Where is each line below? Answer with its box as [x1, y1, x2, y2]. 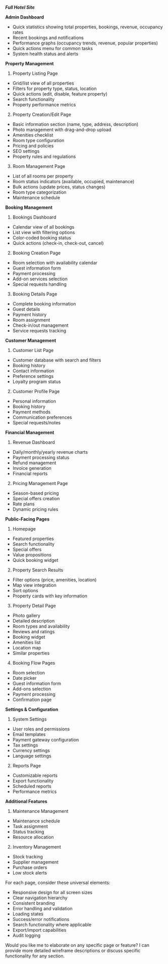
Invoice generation [12, 465, 52, 471]
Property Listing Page [12, 70, 58, 76]
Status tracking [12, 829, 44, 835]
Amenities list [12, 639, 41, 645]
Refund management [12, 460, 57, 466]
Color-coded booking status [12, 235, 72, 241]
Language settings [12, 753, 51, 759]
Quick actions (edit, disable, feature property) [12, 91, 107, 97]
